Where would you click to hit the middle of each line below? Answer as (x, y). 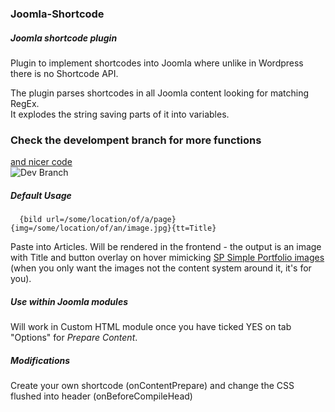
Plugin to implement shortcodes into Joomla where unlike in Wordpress (157, 63)
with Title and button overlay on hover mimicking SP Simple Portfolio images (167, 258)
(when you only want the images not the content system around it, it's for (161, 268)
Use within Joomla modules (69, 301)
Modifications (40, 360)
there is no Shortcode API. (64, 73)
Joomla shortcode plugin (64, 38)
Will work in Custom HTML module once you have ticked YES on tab (151, 327)
